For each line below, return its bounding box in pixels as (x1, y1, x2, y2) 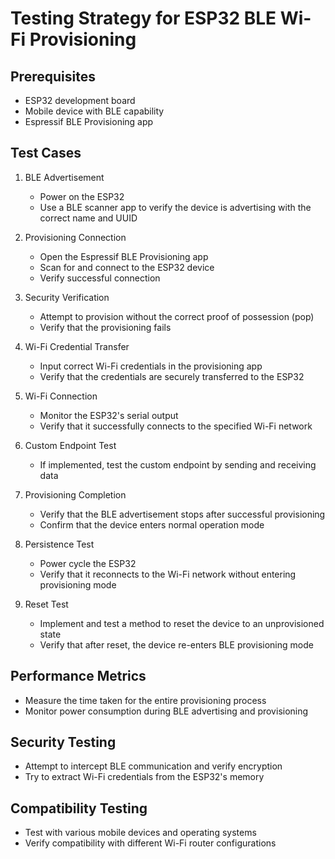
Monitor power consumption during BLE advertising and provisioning (24, 705, 309, 717)
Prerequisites (10, 68, 96, 85)
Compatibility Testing (10, 800, 148, 817)
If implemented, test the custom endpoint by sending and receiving (39, 458, 317, 471)
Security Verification (24, 291, 110, 303)
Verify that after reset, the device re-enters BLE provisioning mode (39, 638, 314, 651)
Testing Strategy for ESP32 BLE (10, 7, 277, 30)
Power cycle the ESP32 (39, 557, 137, 569)
